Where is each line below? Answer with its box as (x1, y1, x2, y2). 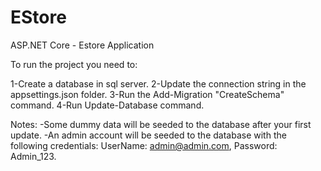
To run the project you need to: (10, 58, 138, 70)
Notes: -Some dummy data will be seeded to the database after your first (10, 118, 312, 130)
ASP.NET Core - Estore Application (10, 39, 155, 51)
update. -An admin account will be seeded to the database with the (10, 129, 287, 141)
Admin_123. (10, 150, 57, 162)
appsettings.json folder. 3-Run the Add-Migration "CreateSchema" (10, 88, 285, 100)
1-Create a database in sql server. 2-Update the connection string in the (10, 77, 307, 90)
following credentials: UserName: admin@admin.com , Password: (10, 139, 278, 151)
